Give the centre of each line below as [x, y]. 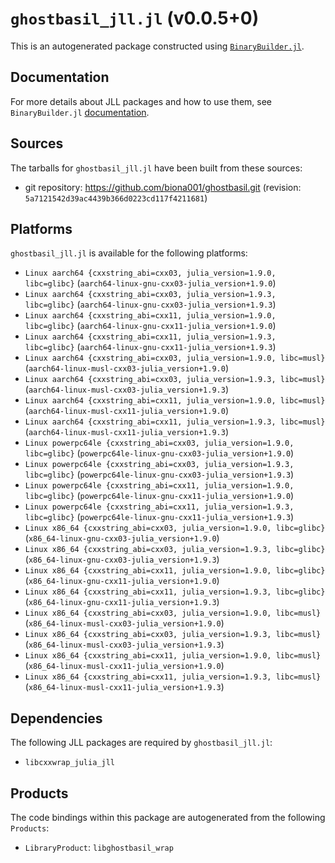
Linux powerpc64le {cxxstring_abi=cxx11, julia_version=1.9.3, [159, 507]
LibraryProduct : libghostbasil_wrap [99, 847]
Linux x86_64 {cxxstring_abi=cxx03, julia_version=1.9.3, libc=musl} [173, 635]
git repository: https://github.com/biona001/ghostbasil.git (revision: [163, 187]
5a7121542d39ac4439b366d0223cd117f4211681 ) [116, 198]
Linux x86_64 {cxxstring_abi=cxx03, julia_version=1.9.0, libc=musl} [173, 613]
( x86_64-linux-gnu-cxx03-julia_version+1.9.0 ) [122, 538]
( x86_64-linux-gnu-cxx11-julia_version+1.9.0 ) [122, 581]
